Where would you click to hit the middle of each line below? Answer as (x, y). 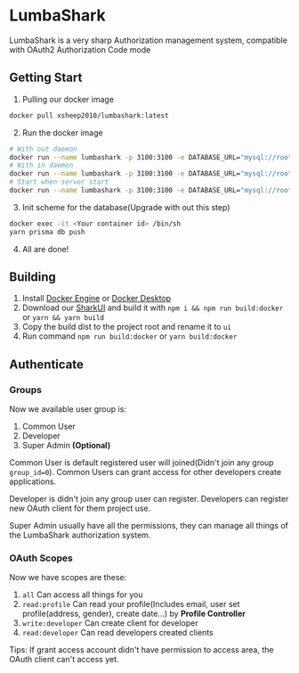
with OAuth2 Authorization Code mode (80, 49)
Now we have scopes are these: (68, 578)
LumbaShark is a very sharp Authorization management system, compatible (148, 40)
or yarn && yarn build (63, 317)
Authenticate (47, 364)
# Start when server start (59, 182)
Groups (26, 390)
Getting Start (46, 78)
